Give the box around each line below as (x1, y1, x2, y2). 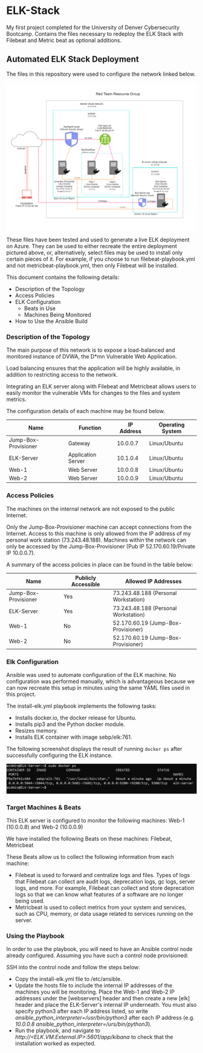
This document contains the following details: (6, 274, 120, 281)
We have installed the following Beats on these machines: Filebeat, (6, 835, 172, 842)
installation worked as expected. (14, 1040, 96, 1047)
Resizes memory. (14, 727, 59, 734)
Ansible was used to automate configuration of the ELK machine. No (6, 671, 176, 678)
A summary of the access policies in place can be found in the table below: (6, 560, 193, 568)
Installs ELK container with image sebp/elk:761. (14, 733, 132, 741)
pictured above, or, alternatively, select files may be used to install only (6, 249, 183, 257)
